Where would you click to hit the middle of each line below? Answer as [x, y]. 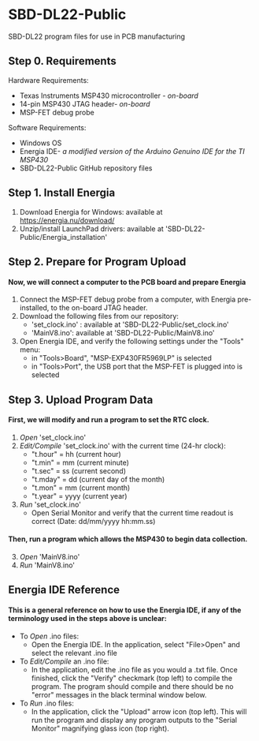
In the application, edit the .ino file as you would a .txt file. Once [134, 669]
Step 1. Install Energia [62, 193]
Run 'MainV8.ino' [47, 565]
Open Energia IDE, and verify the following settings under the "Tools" [131, 342]
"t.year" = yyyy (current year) [79, 496]
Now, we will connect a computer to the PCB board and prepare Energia [127, 282]
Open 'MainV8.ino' [50, 556]
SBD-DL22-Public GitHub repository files [86, 168]
